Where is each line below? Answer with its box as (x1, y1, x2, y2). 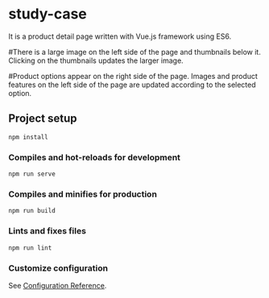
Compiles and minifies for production (8, 188, 157, 200)
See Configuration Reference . (8, 280, 107, 290)
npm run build (8, 207, 56, 215)
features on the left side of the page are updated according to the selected (8, 80, 256, 89)
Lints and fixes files (8, 226, 87, 237)
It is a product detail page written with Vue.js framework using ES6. (8, 31, 232, 41)
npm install (8, 133, 48, 141)
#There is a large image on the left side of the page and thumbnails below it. (8, 47, 262, 56)
